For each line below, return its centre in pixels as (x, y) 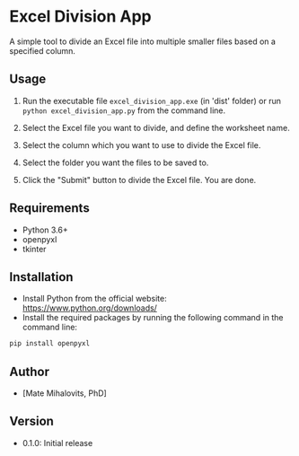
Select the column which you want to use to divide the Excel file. (141, 145)
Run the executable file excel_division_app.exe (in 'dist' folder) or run (151, 101)
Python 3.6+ (45, 230)
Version (31, 421)
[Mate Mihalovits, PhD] (65, 393)
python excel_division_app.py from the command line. (124, 110)
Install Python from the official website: (95, 299)
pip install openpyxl (50, 344)
